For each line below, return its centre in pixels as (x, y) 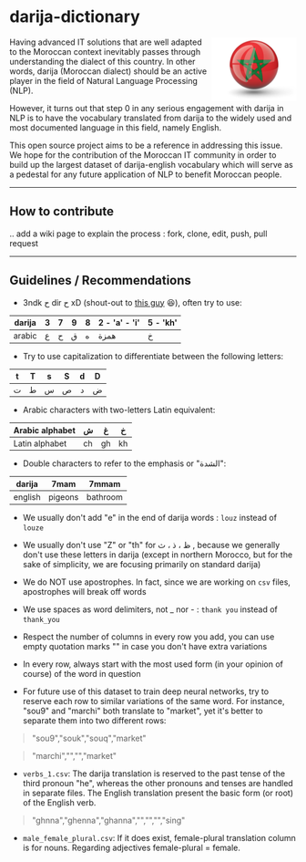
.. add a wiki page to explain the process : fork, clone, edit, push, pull (138, 234)
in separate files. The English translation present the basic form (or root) (158, 793)
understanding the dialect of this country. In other (102, 61)
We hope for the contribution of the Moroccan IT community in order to (143, 155)
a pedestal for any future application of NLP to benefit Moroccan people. (146, 174)
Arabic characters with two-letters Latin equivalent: (119, 410)
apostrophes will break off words (85, 591)
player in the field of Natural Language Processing (104, 80)
